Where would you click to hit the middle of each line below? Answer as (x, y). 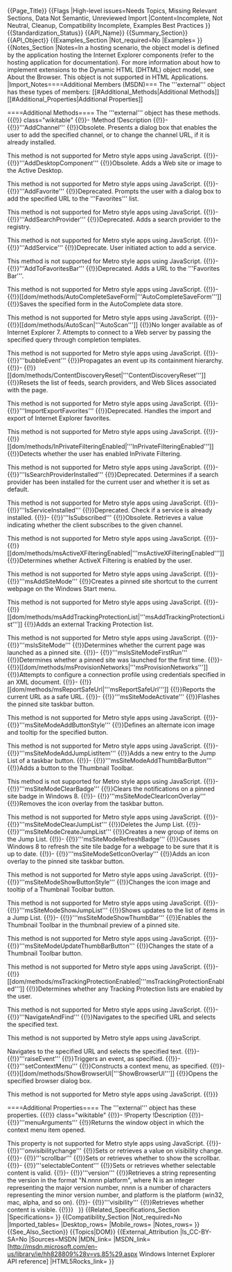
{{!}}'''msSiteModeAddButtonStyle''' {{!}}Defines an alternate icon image (111, 725)
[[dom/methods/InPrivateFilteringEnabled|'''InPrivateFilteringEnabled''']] (110, 446)
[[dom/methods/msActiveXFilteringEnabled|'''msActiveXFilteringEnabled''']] (116, 553)
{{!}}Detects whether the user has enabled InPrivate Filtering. (95, 454)
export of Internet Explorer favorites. (59, 418)
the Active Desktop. (35, 170)
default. (18, 489)
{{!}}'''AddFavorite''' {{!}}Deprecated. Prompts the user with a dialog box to (114, 191)
